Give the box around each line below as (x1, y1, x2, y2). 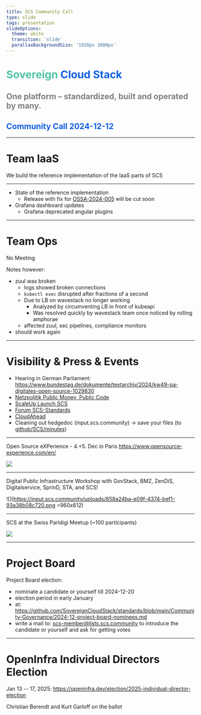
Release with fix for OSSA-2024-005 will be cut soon (23, 195, 155, 203)
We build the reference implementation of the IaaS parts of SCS (6, 172, 163, 179)
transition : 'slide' (11, 36, 63, 42)
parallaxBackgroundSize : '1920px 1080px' (11, 42, 117, 48)
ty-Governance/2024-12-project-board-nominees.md (14, 613, 148, 621)
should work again (14, 328, 61, 335)
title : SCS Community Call (6, 8, 74, 15)
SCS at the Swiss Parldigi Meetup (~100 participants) (6, 519, 137, 526)
